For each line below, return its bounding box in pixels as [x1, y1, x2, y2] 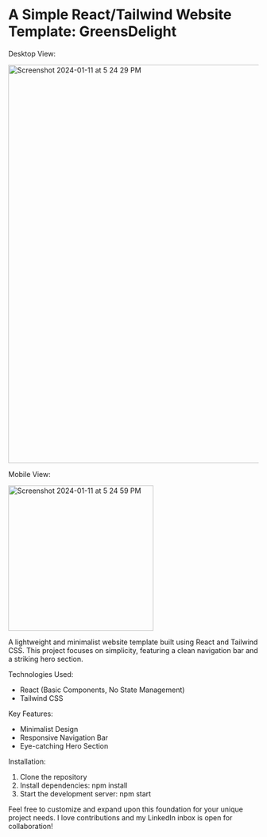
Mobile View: [8, 469, 51, 479]
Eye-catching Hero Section [19, 741, 109, 750]
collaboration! [8, 821, 53, 831]
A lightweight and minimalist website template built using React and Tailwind [8, 637, 258, 647]
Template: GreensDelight [8, 22, 177, 41]
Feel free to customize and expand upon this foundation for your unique [8, 804, 244, 814]
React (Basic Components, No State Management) [19, 685, 185, 694]
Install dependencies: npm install [19, 780, 128, 790]
